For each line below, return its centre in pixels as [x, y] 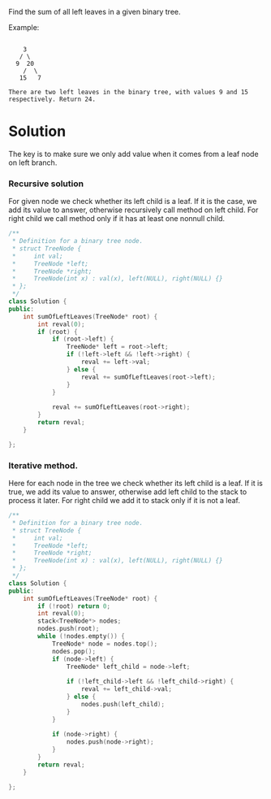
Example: [24, 27]
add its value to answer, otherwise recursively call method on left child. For [133, 210]
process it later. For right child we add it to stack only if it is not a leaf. [125, 501]
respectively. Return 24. [52, 99]
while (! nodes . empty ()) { [82, 636]
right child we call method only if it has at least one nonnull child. [117, 219]
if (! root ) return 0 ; [74, 606]
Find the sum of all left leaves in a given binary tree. [95, 12]
